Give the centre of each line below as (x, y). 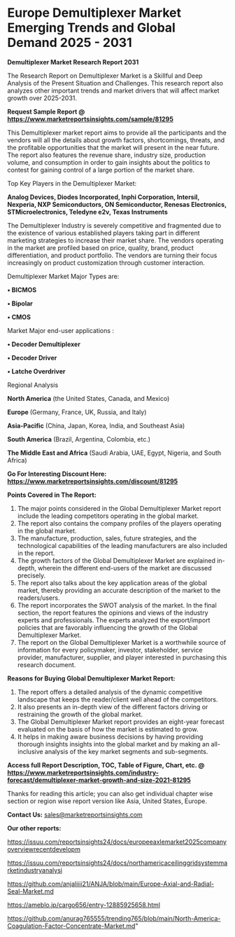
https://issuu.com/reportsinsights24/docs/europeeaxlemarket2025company (117, 842)
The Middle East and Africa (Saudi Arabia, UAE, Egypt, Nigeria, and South (114, 453)
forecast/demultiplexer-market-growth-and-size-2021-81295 (99, 780)
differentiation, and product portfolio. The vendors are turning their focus (112, 255)
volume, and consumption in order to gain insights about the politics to (109, 162)
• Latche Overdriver (36, 371)
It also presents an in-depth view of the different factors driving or (113, 706)
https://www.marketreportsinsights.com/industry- (83, 772)
